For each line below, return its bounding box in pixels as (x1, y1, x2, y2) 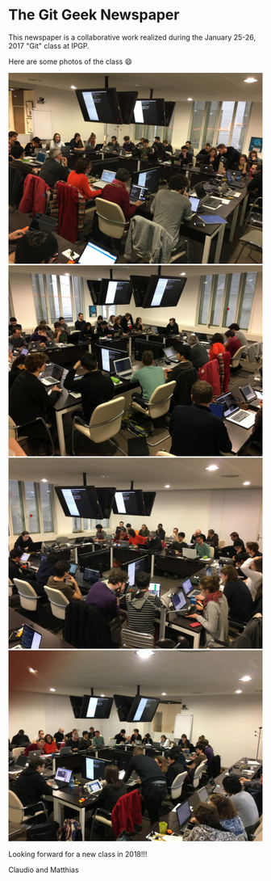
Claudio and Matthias (8, 865, 79, 875)
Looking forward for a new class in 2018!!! (8, 849, 148, 858)
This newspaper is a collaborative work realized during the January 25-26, (8, 32, 256, 42)
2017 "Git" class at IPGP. (8, 40, 90, 50)
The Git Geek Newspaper (8, 6, 180, 24)
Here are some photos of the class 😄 (8, 57, 133, 66)
